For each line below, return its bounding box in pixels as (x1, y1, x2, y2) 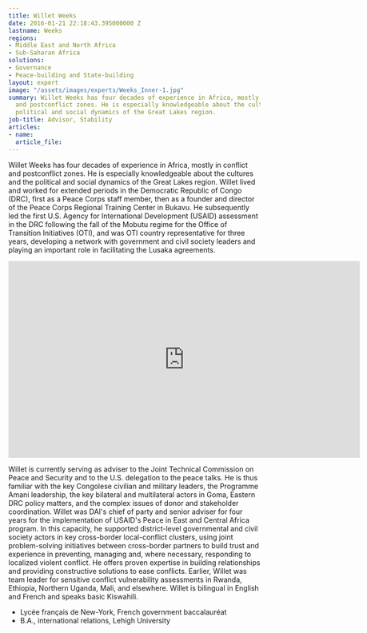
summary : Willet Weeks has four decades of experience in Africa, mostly (8, 94, 260, 102)
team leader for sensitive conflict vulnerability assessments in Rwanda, (8, 575, 242, 584)
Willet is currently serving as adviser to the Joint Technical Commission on (8, 464, 254, 474)
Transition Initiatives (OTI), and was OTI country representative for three (8, 228, 245, 237)
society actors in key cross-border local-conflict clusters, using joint (8, 532, 233, 542)
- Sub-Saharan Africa (8, 49, 81, 57)
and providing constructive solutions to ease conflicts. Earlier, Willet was (8, 566, 247, 575)
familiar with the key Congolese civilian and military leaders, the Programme (8, 481, 258, 491)
